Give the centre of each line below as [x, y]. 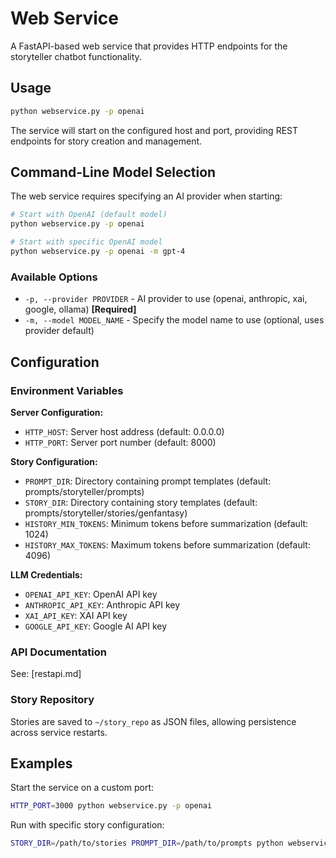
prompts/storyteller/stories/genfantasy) [106, 513]
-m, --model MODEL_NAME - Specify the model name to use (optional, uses [174, 320]
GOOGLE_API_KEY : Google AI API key [96, 626]
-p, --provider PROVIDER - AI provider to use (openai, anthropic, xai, [166, 299]
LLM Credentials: [46, 574]
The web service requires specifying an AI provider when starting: [146, 196]
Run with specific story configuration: [87, 825]
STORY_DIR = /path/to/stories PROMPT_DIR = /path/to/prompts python [147, 843]
